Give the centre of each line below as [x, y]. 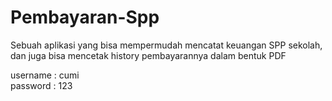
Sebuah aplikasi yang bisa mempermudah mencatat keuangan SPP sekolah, [166, 45]
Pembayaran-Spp [85, 17]
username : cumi [45, 75]
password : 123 [41, 85]
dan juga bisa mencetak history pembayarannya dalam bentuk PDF [148, 55]
